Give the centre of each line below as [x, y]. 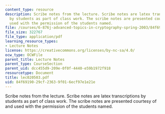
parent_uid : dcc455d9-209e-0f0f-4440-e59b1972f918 [58, 69]
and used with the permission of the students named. [59, 106]
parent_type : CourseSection [34, 64]
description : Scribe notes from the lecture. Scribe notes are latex [78, 14]
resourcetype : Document [29, 73]
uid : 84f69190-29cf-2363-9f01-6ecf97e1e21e [50, 82]
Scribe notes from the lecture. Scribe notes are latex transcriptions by [76, 96]
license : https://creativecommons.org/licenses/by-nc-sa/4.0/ [70, 50]
